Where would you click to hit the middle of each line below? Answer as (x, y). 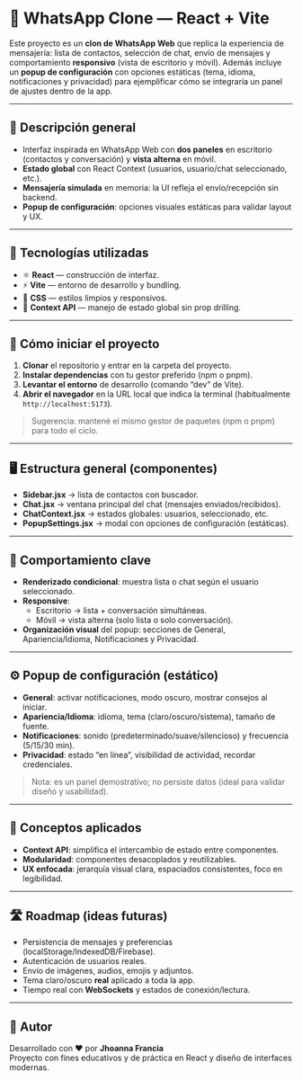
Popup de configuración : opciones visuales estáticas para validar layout (157, 207)
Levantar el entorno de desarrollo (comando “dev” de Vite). (133, 385)
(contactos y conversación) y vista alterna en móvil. (119, 159)
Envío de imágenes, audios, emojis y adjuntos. (108, 971)
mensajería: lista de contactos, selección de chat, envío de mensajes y (140, 52)
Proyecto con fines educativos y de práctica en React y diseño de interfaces (151, 1058)
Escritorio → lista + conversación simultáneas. (121, 610)
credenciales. (48, 764)
